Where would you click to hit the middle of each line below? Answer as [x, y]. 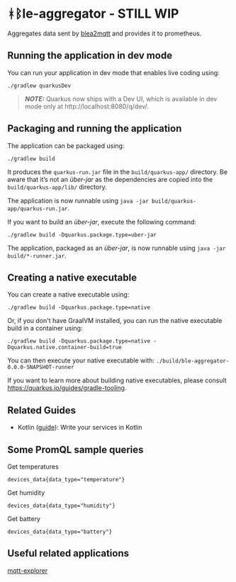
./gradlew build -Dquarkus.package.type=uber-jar [82, 235]
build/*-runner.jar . [37, 255]
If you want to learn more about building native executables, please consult [117, 380]
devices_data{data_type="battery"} [60, 532]
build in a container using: [45, 329]
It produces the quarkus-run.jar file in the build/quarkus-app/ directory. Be [118, 171]
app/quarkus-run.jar [38, 209]
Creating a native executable [72, 277]
